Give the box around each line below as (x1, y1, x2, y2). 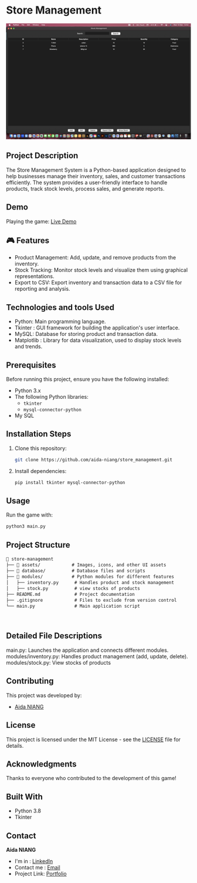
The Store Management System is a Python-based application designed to (6, 166, 186, 174)
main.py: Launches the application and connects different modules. (6, 647, 169, 654)
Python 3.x (14, 387, 41, 394)
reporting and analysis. (14, 285, 70, 292)
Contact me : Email (14, 864, 60, 871)
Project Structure (6, 539, 70, 550)
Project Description (6, 151, 79, 161)
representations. (14, 273, 55, 280)
